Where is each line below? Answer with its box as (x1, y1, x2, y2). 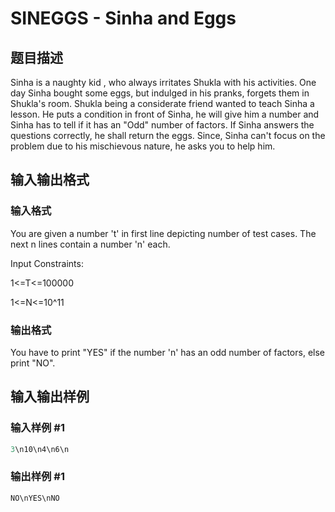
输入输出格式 (10, 172, 90, 189)
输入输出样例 (10, 388, 90, 406)
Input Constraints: (10, 257, 84, 269)
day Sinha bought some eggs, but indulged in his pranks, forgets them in (10, 87, 310, 99)
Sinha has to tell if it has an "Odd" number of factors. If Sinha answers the (10, 119, 315, 131)
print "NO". (10, 357, 56, 369)
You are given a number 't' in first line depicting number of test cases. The (10, 227, 317, 239)
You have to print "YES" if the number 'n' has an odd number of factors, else (10, 346, 325, 358)
